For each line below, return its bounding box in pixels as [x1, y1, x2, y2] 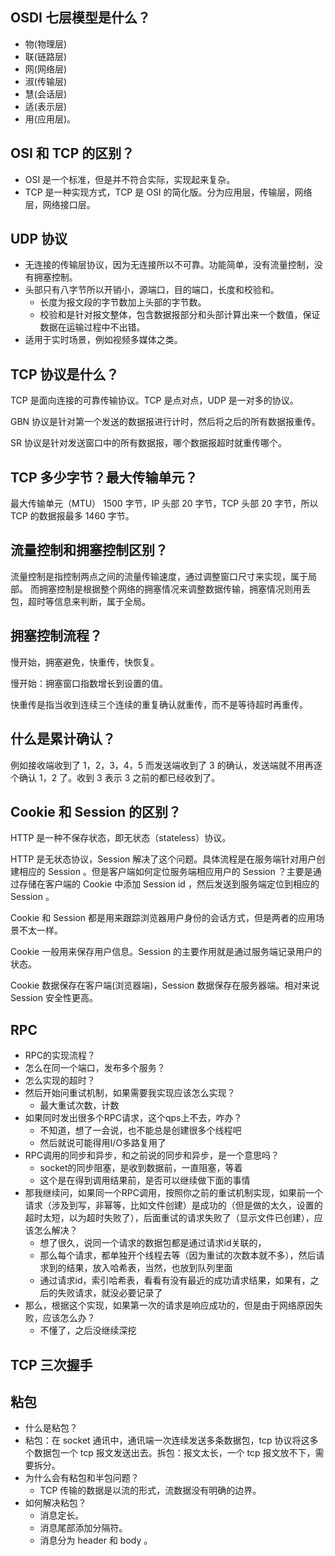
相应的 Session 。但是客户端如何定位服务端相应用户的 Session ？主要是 [18, 866, 313, 878]
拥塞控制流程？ [10, 628, 103, 645]
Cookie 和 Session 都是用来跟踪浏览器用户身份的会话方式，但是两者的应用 [10, 912, 317, 924]
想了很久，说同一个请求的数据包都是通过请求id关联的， [39, 1237, 267, 1249]
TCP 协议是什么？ [10, 366, 120, 383]
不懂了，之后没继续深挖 [39, 1324, 137, 1337]
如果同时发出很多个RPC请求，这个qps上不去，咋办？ [24, 1112, 243, 1124]
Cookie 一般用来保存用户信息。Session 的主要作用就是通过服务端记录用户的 [10, 946, 323, 958]
